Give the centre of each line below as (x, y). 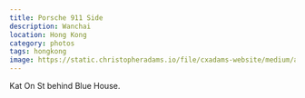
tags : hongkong (38, 52)
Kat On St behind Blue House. (65, 86)
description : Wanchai (50, 26)
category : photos (42, 43)
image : (22, 60)
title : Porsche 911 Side (56, 18)
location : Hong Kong (49, 34)
